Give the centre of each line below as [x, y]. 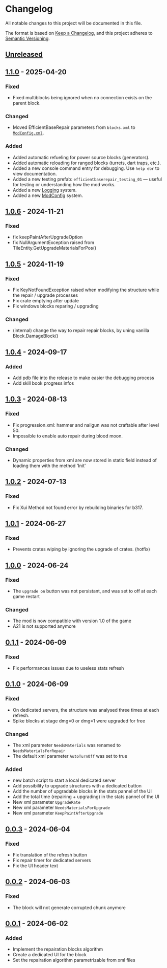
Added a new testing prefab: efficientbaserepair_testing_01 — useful [87, 179]
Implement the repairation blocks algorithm [58, 949]
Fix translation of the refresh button [50, 854]
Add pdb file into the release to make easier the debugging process [83, 378]
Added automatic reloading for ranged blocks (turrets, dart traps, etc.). [87, 163]
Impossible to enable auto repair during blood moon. [68, 436]
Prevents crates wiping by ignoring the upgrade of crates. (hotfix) [81, 549]
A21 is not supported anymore [44, 626]
